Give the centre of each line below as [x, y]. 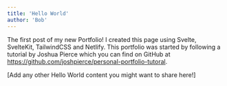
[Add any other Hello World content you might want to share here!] [101, 75]
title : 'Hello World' [38, 13]
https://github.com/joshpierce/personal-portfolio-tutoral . [87, 61]
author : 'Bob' [28, 20]
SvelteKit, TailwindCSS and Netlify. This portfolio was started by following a [114, 47]
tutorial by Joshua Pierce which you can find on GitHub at [89, 54]
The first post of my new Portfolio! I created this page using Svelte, [102, 39]
